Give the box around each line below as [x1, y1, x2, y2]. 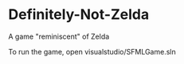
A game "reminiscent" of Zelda [8, 32, 110, 41]
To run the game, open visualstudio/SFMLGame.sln [8, 47, 177, 56]
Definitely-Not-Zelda [8, 6, 150, 24]
